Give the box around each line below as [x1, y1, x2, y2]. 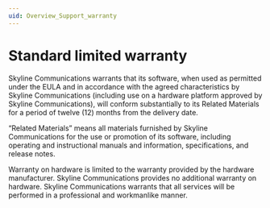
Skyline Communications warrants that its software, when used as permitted [8, 73, 262, 83]
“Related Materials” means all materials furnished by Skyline [8, 123, 208, 133]
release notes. [8, 148, 56, 158]
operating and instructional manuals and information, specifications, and [8, 140, 249, 150]
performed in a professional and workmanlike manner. [8, 190, 188, 200]
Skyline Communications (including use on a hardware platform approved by [8, 90, 263, 100]
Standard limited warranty [8, 46, 188, 64]
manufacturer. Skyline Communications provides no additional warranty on [8, 173, 257, 182]
